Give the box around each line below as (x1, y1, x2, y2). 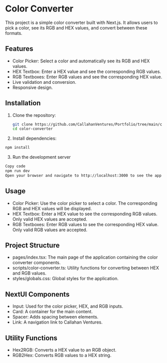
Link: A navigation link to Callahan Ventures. (12, 319, 103, 325)
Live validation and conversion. (12, 79, 76, 85)
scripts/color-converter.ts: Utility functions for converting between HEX (12, 265, 160, 271)
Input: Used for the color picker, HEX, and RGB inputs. (12, 303, 124, 310)
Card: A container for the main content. (12, 309, 93, 315)
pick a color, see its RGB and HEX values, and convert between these (5, 24, 148, 30)
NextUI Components (5, 290, 70, 299)
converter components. (12, 260, 61, 266)
